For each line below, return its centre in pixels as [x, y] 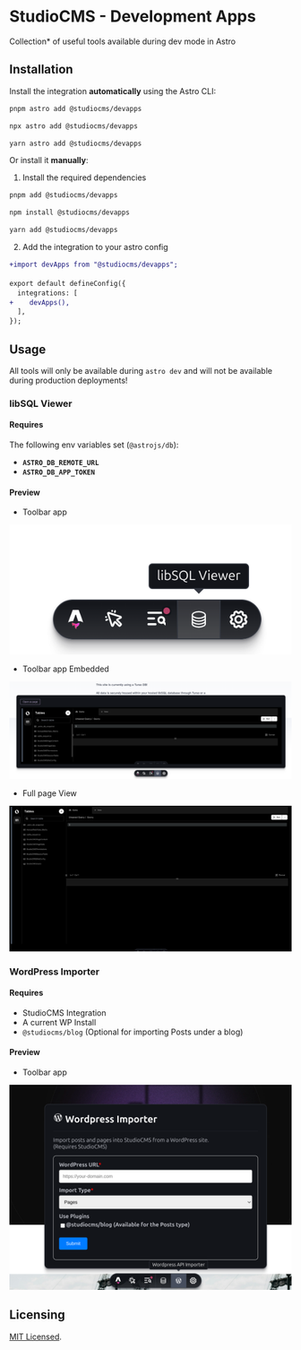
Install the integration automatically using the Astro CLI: [113, 91]
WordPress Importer [55, 972]
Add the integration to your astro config [95, 247]
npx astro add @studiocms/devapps [74, 126]
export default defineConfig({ [68, 283]
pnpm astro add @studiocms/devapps [76, 108]
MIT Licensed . [36, 1337]
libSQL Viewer [41, 403]
